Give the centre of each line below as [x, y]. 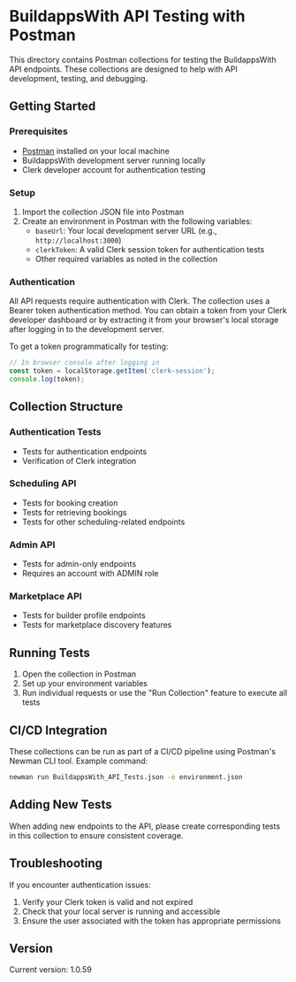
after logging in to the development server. [87, 329]
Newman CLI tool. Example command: [79, 761]
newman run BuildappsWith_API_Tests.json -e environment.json [126, 777]
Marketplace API [46, 597]
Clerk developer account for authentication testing [114, 169]
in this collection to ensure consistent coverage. [96, 835]
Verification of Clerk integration [79, 460]
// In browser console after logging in [85, 363]
